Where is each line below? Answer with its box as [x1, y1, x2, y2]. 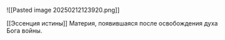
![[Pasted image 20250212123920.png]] [6, 6, 120, 14]
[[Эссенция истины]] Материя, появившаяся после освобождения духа [6, 19, 218, 27]
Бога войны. [6, 27, 43, 34]
